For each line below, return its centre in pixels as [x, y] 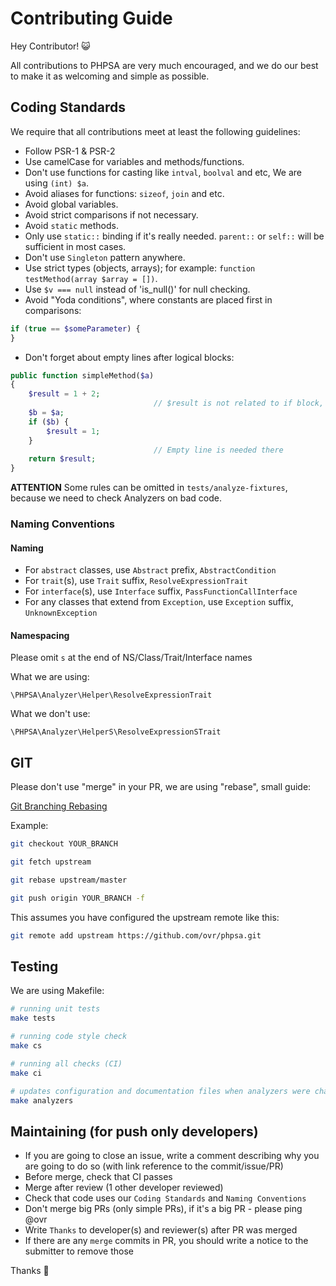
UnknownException [61, 613]
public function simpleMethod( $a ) [82, 375]
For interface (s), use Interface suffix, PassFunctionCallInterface [161, 591]
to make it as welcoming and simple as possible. [110, 76]
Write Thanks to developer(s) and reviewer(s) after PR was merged [161, 1230]
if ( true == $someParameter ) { [75, 328]
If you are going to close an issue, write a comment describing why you [172, 1156]
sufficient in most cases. [75, 246]
